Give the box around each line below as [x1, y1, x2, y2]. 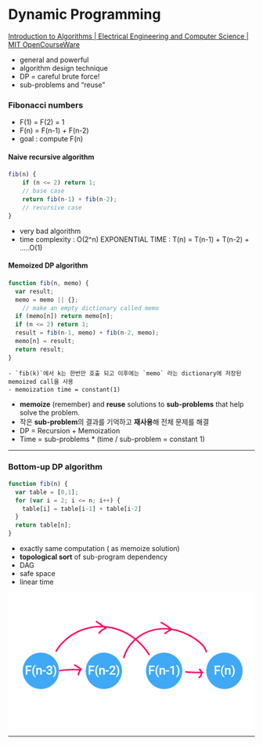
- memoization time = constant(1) [8, 385, 121, 393]
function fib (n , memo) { [8, 279, 89, 287]
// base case [22, 187, 65, 195]
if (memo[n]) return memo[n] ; [15, 312, 113, 320]
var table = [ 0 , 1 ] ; [15, 488, 79, 496]
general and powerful [19, 55, 89, 64]
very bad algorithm [19, 226, 81, 236]
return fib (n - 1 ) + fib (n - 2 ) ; [22, 195, 117, 203]
